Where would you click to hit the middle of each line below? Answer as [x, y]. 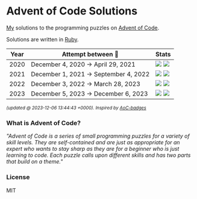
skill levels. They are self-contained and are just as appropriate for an [93, 142]
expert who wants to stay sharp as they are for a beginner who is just [93, 149]
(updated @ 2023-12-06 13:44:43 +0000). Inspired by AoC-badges [76, 108]
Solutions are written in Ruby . [43, 39]
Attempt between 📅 [90, 54]
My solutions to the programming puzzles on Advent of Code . [83, 28]
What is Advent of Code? [44, 123]
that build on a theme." [35, 162]
